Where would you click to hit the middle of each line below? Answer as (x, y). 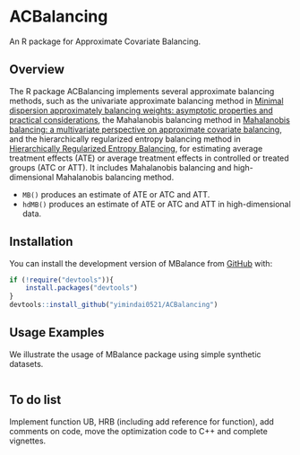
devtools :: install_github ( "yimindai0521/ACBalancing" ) (114, 305)
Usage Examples (57, 332)
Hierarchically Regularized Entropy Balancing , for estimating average (136, 148)
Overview (37, 70)
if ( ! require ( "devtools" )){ (62, 280)
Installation (41, 242)
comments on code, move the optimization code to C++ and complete (139, 431)
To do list (35, 400)
